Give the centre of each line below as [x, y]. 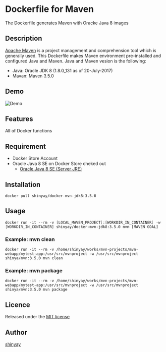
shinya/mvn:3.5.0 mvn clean [34, 258]
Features [19, 119]
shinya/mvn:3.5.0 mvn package [36, 290]
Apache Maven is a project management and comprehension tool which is [81, 50]
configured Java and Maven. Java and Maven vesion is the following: [76, 61]
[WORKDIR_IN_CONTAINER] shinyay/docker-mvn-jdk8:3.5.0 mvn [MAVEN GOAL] [82, 227]
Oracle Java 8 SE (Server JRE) [51, 169]
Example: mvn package [34, 271]
